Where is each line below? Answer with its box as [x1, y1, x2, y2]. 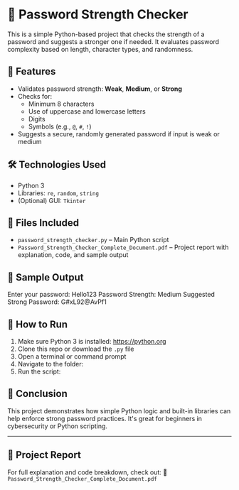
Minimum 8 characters [28, 99, 95, 108]
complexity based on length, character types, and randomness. [7, 45, 193, 53]
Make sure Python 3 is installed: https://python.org [17, 337, 166, 345]
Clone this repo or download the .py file [17, 344, 134, 353]
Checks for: [17, 92, 52, 100]
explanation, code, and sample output [17, 251, 129, 259]
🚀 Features [7, 65, 56, 77]
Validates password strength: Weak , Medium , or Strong [17, 85, 183, 93]
